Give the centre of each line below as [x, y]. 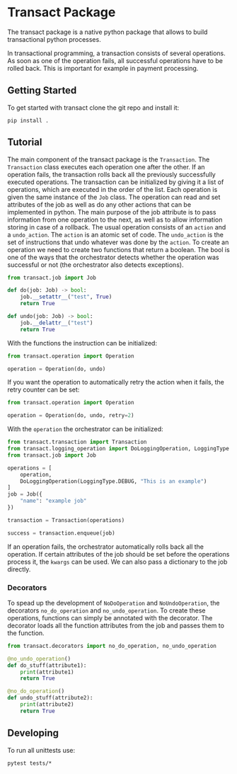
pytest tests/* [30, 763]
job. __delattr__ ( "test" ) [57, 323]
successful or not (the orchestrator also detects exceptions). [96, 264]
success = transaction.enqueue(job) [61, 533]
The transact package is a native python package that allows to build [108, 32]
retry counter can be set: [44, 389]
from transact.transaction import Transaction [77, 442]
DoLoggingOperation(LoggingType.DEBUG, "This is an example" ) [114, 481]
